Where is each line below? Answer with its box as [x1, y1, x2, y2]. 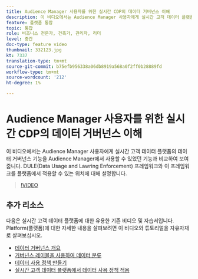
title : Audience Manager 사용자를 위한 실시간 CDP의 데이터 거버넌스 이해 [6, 8, 170, 15]
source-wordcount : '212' [6, 74, 67, 80]
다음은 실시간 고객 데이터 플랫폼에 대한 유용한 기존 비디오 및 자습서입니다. [6, 216, 174, 224]
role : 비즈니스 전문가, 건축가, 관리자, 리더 [6, 31, 101, 37]
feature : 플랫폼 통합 [6, 19, 53, 25]
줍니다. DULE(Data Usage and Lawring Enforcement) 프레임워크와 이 [6, 162, 170, 169]
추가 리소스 [6, 200, 44, 210]
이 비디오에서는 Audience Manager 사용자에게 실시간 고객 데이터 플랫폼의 [6, 147, 177, 155]
